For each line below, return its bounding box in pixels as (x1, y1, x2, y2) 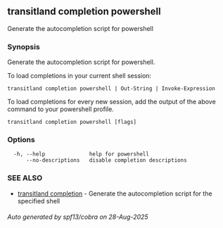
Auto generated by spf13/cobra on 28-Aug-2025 (7, 213, 149, 221)
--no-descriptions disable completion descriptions (25, 157, 188, 164)
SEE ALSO (7, 173, 43, 183)
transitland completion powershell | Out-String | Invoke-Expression (7, 85, 216, 92)
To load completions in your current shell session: (7, 72, 152, 80)
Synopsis (7, 42, 40, 51)
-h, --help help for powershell (13, 151, 150, 158)
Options (7, 135, 35, 145)
